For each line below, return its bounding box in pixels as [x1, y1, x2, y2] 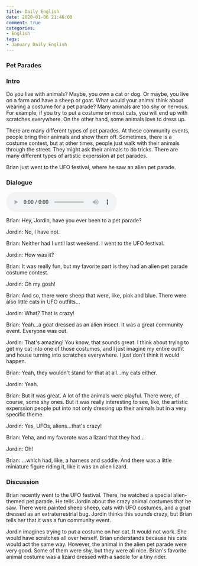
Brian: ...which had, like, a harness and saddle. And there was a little [6, 457, 173, 464]
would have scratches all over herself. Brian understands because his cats [6, 534, 187, 541]
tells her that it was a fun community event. [6, 516, 111, 523]
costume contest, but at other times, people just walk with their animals [6, 140, 180, 147]
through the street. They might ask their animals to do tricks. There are [6, 146, 178, 153]
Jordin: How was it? [6, 251, 54, 258]
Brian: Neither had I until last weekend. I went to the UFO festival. [6, 240, 164, 247]
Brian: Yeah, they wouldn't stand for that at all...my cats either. [6, 369, 158, 376]
